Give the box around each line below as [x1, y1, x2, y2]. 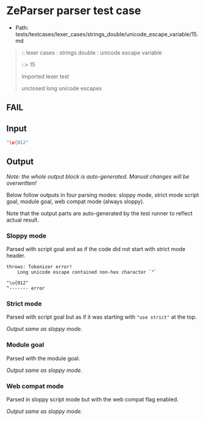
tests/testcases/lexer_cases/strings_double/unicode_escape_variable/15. [15, 30, 199, 37]
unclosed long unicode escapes [21, 84, 102, 92]
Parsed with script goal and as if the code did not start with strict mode [6, 245, 185, 253]
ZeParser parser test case [6, 4, 141, 18]
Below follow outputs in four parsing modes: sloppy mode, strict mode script [6, 191, 199, 198]
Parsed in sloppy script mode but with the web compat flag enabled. [6, 396, 179, 403]
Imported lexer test [21, 72, 69, 80]
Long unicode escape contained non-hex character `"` [17, 269, 157, 276]
